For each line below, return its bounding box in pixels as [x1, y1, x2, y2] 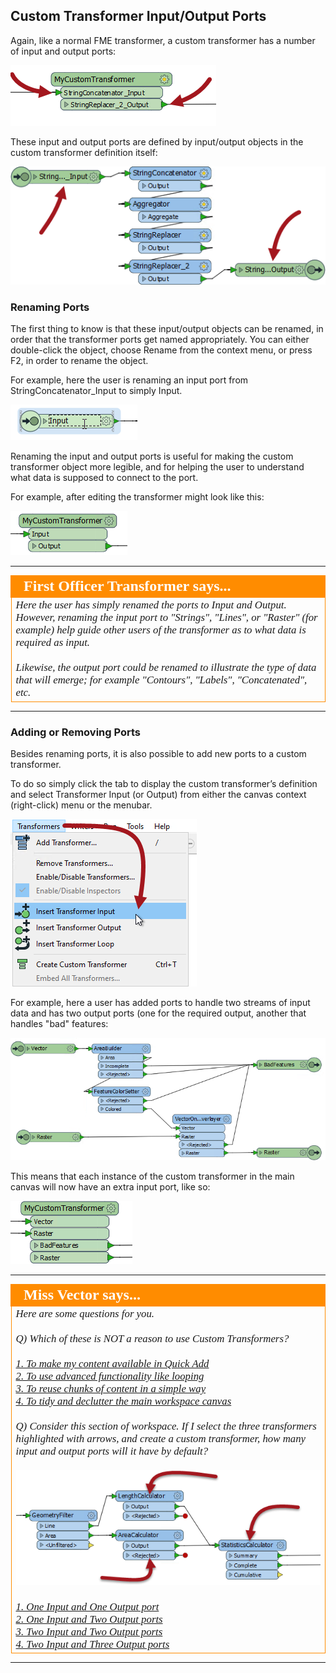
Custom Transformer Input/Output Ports [10, 8, 267, 25]
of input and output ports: [10, 45, 117, 57]
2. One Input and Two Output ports [15, 1612, 163, 1626]
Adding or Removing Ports [10, 725, 141, 739]
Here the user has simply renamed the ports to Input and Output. [15, 599, 287, 612]
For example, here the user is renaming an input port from [10, 374, 249, 386]
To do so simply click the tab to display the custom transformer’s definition [10, 777, 318, 789]
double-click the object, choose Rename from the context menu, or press [10, 344, 313, 356]
